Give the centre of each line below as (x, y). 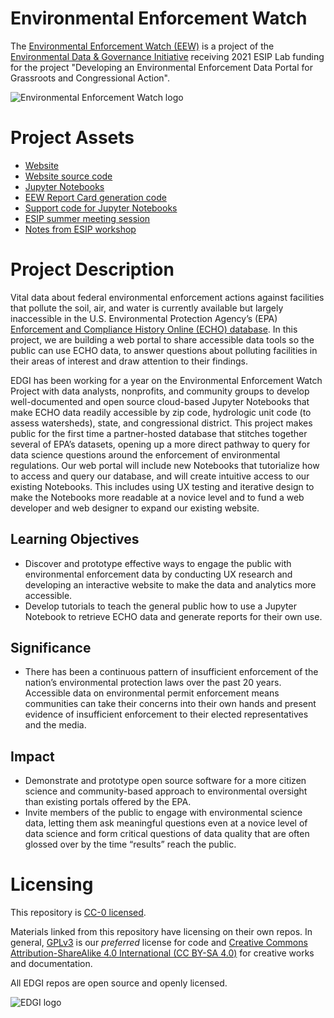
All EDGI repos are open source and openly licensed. (119, 983)
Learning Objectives (75, 539)
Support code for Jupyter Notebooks (101, 208)
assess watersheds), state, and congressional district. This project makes (161, 423)
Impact (32, 756)
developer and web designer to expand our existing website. (135, 508)
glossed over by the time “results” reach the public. (130, 844)
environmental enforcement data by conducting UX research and (158, 574)
